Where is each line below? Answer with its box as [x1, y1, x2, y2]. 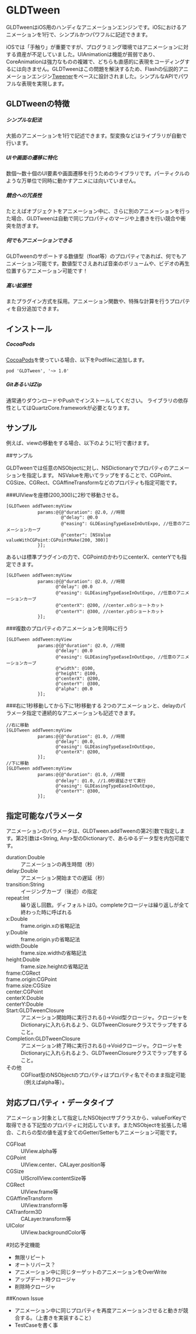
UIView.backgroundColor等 [20, 1228, 87, 1236]
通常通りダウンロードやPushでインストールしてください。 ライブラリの [6, 397, 178, 404]
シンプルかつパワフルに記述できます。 [59, 30, 151, 38]
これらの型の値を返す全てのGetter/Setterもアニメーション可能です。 [16, 1129, 180, 1136]
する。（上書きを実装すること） [19, 1314, 95, 1321]
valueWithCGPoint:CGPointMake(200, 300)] [6, 537, 109, 543]
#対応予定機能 [6, 1241, 40, 1248]
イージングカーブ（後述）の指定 [20, 888, 98, 895]
